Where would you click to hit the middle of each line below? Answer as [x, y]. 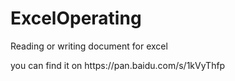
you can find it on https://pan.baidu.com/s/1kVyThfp [118, 65]
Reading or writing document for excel [89, 46]
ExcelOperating [76, 18]
